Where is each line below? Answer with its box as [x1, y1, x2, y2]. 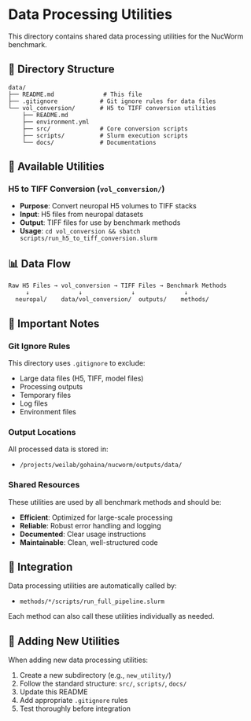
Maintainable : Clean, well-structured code [19, 537, 159, 547]
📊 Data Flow [8, 257, 71, 270]
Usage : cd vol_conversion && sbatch [19, 226, 141, 236]
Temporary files [19, 390, 72, 399]
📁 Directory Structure [8, 63, 116, 76]
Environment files [19, 406, 76, 416]
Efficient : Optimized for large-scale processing [19, 513, 173, 522]
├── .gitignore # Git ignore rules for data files [8, 97, 216, 105]
